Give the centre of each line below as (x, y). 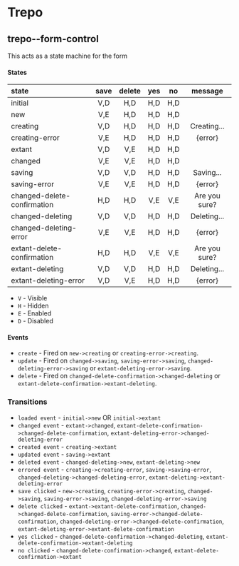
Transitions (27, 402)
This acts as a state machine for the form (68, 56)
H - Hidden (33, 306)
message (208, 91)
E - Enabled (34, 313)
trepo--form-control (53, 39)
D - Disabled (35, 321)
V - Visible (32, 298)
